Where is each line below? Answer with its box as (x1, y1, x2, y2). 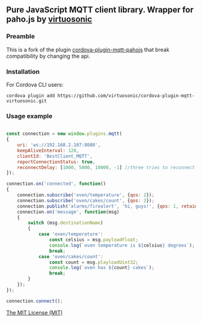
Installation (6, 67, 40, 76)
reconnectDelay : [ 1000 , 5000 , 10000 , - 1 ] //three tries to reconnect (17, 164, 195, 170)
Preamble (6, 33, 35, 41)
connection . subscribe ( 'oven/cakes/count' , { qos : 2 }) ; (17, 197, 155, 203)
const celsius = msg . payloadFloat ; (49, 237, 138, 243)
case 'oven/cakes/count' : (38, 253, 103, 259)
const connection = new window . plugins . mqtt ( (6, 131, 122, 137)
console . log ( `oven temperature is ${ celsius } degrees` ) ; (49, 242, 195, 249)
